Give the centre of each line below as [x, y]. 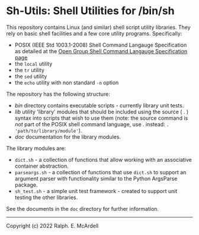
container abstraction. [42, 166]
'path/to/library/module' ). [48, 130]
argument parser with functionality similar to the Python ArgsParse [96, 178]
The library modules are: [36, 148]
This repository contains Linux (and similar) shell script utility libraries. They [98, 27]
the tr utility [29, 70]
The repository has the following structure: [58, 94]
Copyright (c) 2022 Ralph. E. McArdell [52, 226]
